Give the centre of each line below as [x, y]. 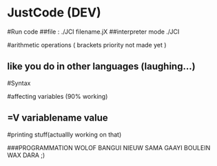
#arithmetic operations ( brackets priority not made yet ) [87, 45]
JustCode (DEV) [54, 13]
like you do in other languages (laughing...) [101, 67]
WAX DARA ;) [26, 155]
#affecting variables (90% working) [58, 96]
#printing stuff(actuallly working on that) [64, 134]
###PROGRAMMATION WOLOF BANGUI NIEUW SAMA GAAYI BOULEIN [109, 147]
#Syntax [19, 83]
